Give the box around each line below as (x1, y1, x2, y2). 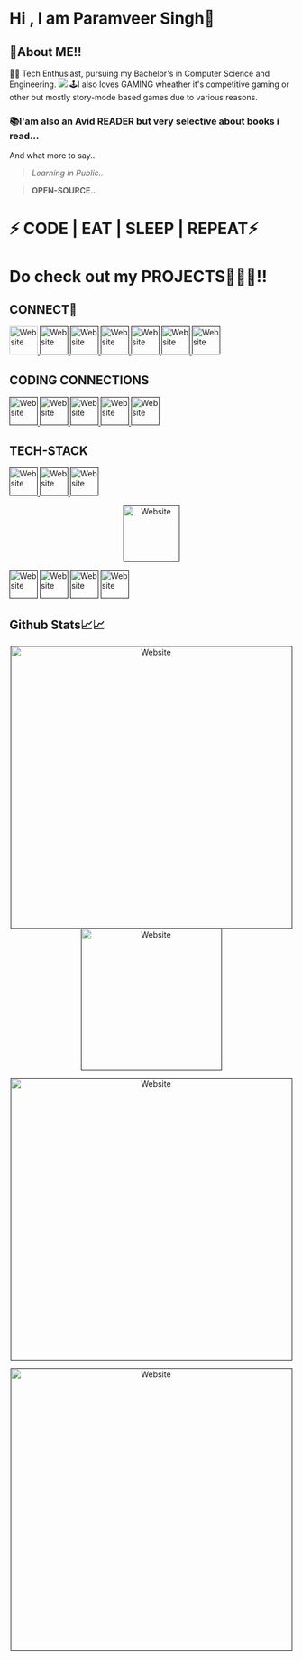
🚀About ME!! (9, 44, 82, 60)
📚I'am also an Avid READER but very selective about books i (9, 115, 279, 127)
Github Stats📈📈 (9, 617, 105, 632)
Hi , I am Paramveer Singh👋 (9, 8, 215, 29)
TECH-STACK (9, 443, 88, 458)
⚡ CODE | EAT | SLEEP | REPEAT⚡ (9, 219, 259, 239)
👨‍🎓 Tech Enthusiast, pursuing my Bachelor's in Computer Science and (9, 68, 270, 79)
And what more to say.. (9, 150, 96, 161)
